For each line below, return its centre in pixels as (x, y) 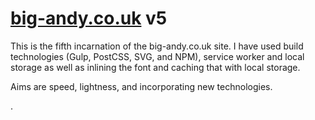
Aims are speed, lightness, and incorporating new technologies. (141, 86)
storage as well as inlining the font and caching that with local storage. (155, 67)
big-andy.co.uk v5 (89, 18)
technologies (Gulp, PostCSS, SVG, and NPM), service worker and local (157, 56)
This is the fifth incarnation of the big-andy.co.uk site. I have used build (157, 46)
